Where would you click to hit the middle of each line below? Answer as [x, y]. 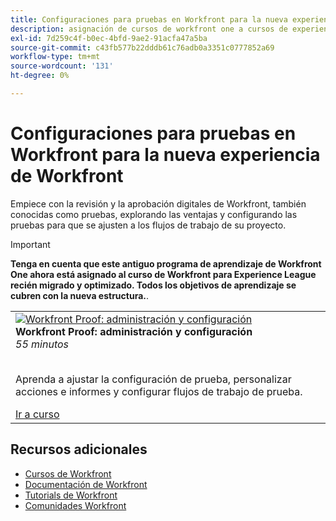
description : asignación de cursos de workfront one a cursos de [149, 29]
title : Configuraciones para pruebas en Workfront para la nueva [149, 19]
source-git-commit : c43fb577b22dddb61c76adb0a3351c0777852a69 [142, 47]
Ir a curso [37, 414]
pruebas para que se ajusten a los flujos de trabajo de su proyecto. [148, 225]
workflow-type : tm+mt [55, 57]
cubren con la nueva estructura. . [79, 295]
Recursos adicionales [79, 449]
